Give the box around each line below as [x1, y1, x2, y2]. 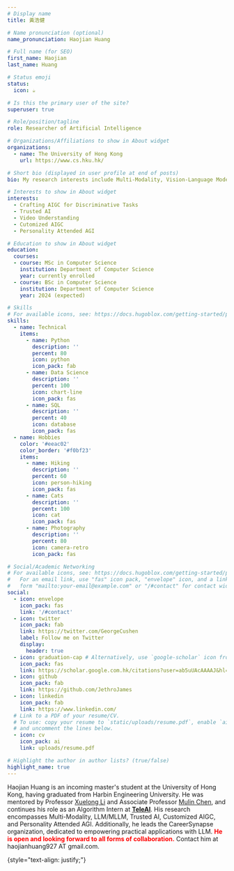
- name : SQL [25, 401, 61, 408]
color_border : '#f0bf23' [19, 447, 92, 454]
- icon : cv [13, 732, 45, 739]
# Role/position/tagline [7, 118, 79, 125]
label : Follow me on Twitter [19, 635, 104, 642]
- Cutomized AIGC [13, 221, 64, 228]
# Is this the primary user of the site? [7, 99, 130, 107]
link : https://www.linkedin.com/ [19, 705, 117, 713]
